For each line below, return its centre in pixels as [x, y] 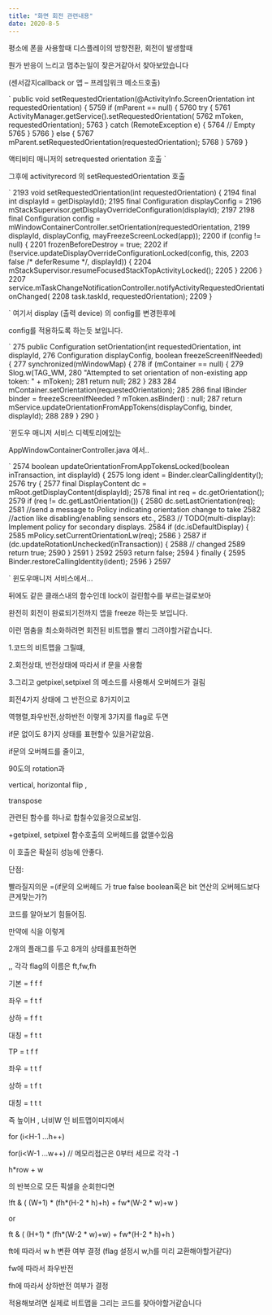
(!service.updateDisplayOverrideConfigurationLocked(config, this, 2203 [129, 252]
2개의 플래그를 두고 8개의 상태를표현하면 [72, 949]
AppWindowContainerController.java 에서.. [79, 449]
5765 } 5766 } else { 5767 [51, 133]
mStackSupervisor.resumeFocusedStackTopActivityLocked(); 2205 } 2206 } [136, 270]
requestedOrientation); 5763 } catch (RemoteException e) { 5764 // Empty [132, 125]
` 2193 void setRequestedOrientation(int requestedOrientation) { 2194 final [132, 192]
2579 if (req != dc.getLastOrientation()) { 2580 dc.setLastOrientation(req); [132, 501]
